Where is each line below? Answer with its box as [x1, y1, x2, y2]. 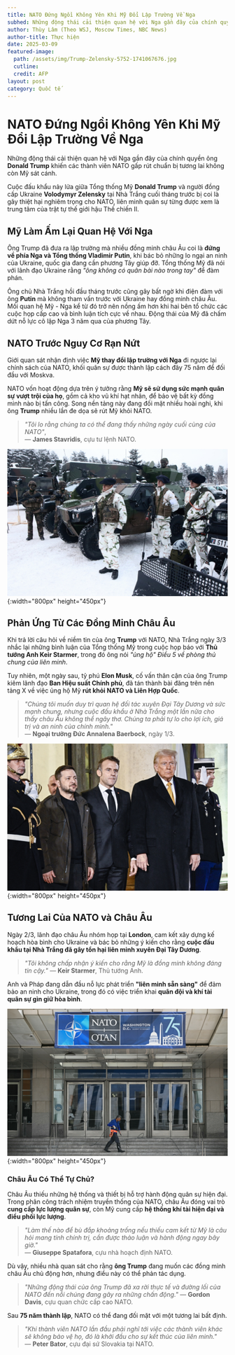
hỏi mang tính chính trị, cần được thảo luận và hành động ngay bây [24, 1233, 220, 1242]
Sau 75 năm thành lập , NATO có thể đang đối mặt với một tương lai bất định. [7, 1311, 227, 1319]
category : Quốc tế [7, 85, 61, 92]
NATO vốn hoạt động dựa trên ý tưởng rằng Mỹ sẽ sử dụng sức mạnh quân [7, 384, 225, 392]
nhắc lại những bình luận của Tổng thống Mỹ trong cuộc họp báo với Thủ [7, 643, 218, 651]
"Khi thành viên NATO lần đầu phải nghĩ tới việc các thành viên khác [24, 1324, 223, 1333]
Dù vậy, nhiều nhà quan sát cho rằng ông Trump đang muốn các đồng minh [7, 1261, 226, 1270]
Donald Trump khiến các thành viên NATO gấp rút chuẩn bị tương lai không [7, 162, 225, 170]
